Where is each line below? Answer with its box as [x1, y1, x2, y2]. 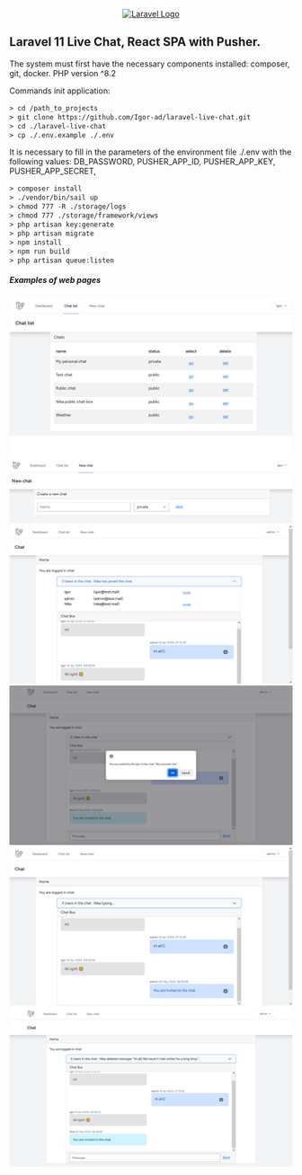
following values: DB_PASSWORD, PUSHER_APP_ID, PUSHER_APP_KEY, [9, 155, 276, 166]
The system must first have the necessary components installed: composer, [9, 58, 290, 69]
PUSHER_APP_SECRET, [9, 165, 97, 176]
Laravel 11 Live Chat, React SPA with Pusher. [9, 34, 262, 49]
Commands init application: [9, 85, 111, 96]
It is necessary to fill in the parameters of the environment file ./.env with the [9, 146, 292, 157]
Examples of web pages [9, 275, 102, 286]
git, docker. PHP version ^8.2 [9, 67, 117, 78]
